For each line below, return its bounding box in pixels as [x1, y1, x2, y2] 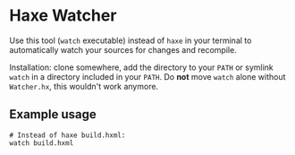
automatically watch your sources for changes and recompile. [9, 44, 237, 55]
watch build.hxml [9, 138, 74, 148]
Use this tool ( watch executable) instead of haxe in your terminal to [9, 35, 252, 46]
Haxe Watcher [9, 5, 117, 26]
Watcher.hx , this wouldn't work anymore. [9, 81, 159, 91]
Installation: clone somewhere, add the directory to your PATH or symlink [9, 62, 274, 73]
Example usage [9, 107, 97, 122]
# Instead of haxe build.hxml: [9, 131, 126, 140]
